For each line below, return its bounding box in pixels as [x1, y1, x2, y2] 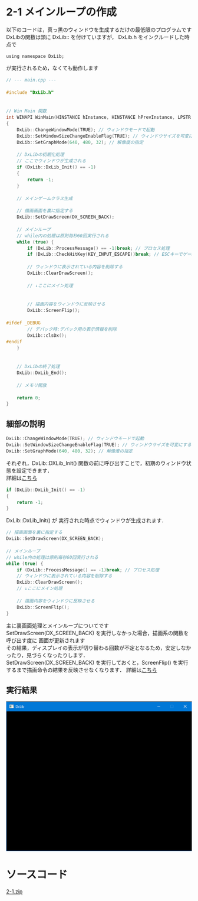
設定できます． [16, 467, 53, 474]
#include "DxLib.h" [6, 89, 54, 95]
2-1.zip [6, 888, 23, 895]
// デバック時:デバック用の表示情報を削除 [27, 326, 117, 332]
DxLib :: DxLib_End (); [16, 370, 67, 376]
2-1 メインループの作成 [6, 5, 117, 19]
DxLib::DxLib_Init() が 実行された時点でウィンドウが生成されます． [6, 517, 167, 524]
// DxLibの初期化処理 [16, 152, 65, 158]
